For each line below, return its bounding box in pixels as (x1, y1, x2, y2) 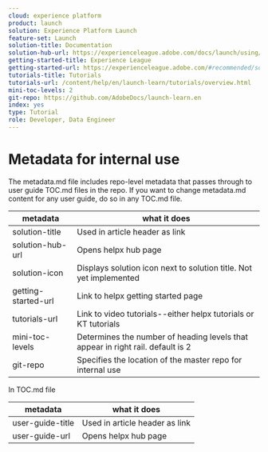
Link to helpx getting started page (77, 290, 203, 301)
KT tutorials (77, 318, 120, 329)
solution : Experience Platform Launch (8, 26, 137, 34)
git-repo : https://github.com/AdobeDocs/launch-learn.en (8, 94, 202, 102)
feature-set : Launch (8, 34, 77, 42)
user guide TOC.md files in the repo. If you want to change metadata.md (8, 185, 246, 194)
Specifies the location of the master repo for (77, 354, 242, 365)
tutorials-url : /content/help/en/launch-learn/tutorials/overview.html (8, 78, 251, 86)
